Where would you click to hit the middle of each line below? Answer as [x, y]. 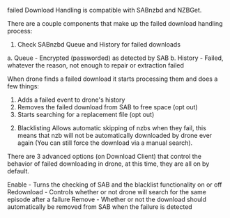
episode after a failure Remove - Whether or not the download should [107, 199]
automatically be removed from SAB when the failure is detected [100, 207]
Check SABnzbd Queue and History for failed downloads [99, 44]
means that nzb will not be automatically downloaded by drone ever [115, 135]
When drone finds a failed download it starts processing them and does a [113, 79]
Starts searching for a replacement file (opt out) [86, 115]
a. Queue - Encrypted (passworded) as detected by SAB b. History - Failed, [115, 58]
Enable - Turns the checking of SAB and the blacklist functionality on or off [115, 185]
